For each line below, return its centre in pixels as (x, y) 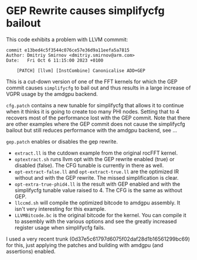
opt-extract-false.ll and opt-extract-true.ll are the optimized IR (97, 172)
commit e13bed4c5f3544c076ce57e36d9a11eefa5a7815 (68, 50)
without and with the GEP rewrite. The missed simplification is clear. (96, 177)
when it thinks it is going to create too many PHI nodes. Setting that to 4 (93, 111)
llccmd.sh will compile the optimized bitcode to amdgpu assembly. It (97, 203)
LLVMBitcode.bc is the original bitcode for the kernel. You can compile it (100, 215)
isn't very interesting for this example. (60, 208)
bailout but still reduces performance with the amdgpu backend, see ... (92, 130)
